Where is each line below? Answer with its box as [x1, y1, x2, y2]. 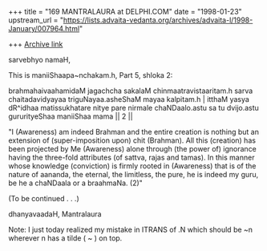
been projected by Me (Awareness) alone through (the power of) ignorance [8, 144, 257, 153]
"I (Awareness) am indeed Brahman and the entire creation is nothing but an [8, 128, 259, 136]
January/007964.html [8, 24, 80, 33]
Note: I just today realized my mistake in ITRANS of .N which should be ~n [8, 225, 253, 234]
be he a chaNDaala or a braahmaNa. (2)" [8, 178, 143, 188]
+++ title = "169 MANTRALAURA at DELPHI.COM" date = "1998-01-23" [8, 7, 242, 16]
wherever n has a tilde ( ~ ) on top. [8, 233, 123, 243]
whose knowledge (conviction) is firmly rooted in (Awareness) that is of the [8, 161, 257, 171]
